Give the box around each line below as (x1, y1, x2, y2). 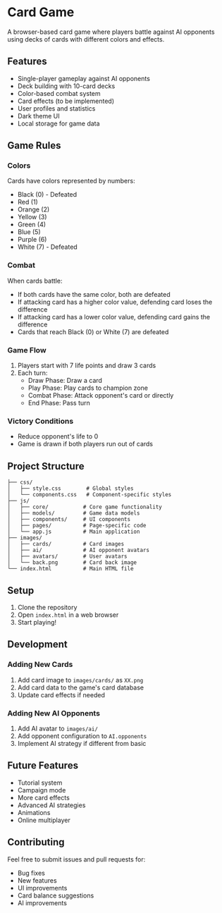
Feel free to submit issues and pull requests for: (7, 854, 146, 864)
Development (7, 639, 68, 651)
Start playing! (17, 618, 57, 626)
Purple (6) (17, 235, 47, 244)
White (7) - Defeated (17, 243, 78, 251)
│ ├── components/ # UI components (7, 516, 131, 523)
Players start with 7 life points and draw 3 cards (17, 361, 156, 370)
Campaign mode (17, 785, 66, 794)
